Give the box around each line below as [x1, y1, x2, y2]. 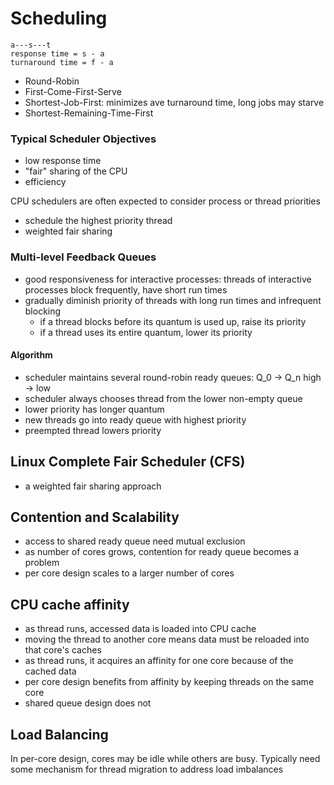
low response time [24, 155, 102, 167]
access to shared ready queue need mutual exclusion [24, 535, 246, 547]
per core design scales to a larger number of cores [24, 567, 235, 579]
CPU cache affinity [10, 596, 130, 613]
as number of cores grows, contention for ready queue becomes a [24, 546, 300, 558]
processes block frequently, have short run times [24, 283, 228, 296]
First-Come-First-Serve [24, 85, 122, 97]
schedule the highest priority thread [24, 215, 173, 227]
